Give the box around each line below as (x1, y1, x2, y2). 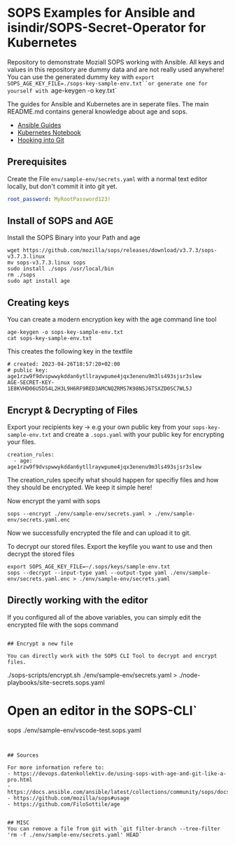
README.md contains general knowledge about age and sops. (7, 107, 187, 116)
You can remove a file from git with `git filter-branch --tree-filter (7, 825, 220, 832)
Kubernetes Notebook (17, 128, 82, 137)
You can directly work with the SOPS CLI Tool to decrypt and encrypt (7, 652, 218, 659)
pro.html (7, 776, 33, 783)
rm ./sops (7, 272, 36, 279)
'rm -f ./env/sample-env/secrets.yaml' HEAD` (7, 831, 142, 838)
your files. (7, 438, 36, 446)
